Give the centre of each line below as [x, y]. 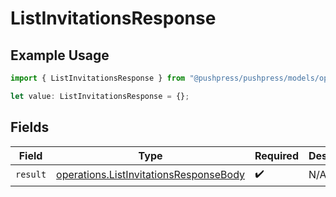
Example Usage [60, 55]
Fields [30, 127]
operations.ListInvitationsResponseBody [150, 175]
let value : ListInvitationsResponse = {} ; [100, 96]
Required [276, 155]
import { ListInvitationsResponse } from [98, 78]
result [31, 175]
